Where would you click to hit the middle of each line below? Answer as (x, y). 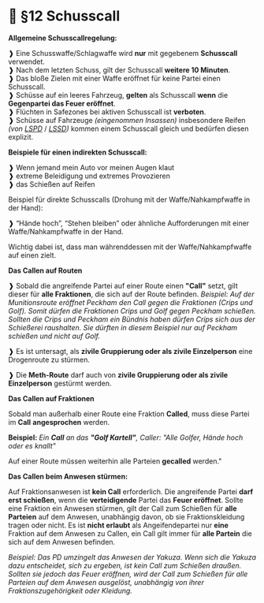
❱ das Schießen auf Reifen (52, 184)
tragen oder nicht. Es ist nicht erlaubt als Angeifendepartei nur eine (118, 525)
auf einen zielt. (32, 255)
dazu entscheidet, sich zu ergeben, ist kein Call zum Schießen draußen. (125, 565)
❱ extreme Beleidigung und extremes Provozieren (89, 176)
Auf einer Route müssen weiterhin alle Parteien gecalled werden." (115, 461)
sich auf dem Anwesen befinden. (62, 542)
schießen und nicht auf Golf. (54, 336)
